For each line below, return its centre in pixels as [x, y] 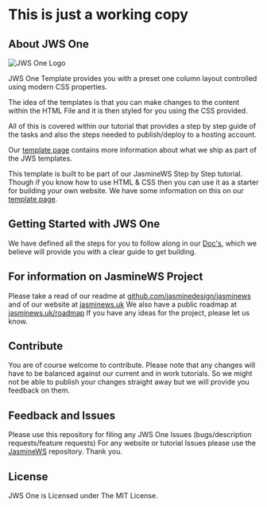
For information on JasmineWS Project [106, 277]
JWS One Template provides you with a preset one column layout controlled [133, 78]
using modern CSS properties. [58, 87]
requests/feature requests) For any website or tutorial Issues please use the [132, 443]
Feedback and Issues [62, 415]
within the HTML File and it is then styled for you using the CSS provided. [128, 110]
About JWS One [48, 44]
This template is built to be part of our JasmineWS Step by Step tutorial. [126, 174]
